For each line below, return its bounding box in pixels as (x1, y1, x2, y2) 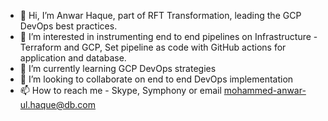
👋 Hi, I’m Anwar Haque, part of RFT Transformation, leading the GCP (19, 10, 302, 21)
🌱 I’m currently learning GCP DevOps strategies (19, 63, 217, 74)
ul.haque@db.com (19, 99, 97, 110)
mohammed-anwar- (223, 85, 307, 96)
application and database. (19, 52, 127, 64)
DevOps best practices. (19, 20, 118, 32)
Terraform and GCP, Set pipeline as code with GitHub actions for (19, 41, 287, 53)
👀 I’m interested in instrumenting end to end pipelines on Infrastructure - (19, 31, 318, 42)
